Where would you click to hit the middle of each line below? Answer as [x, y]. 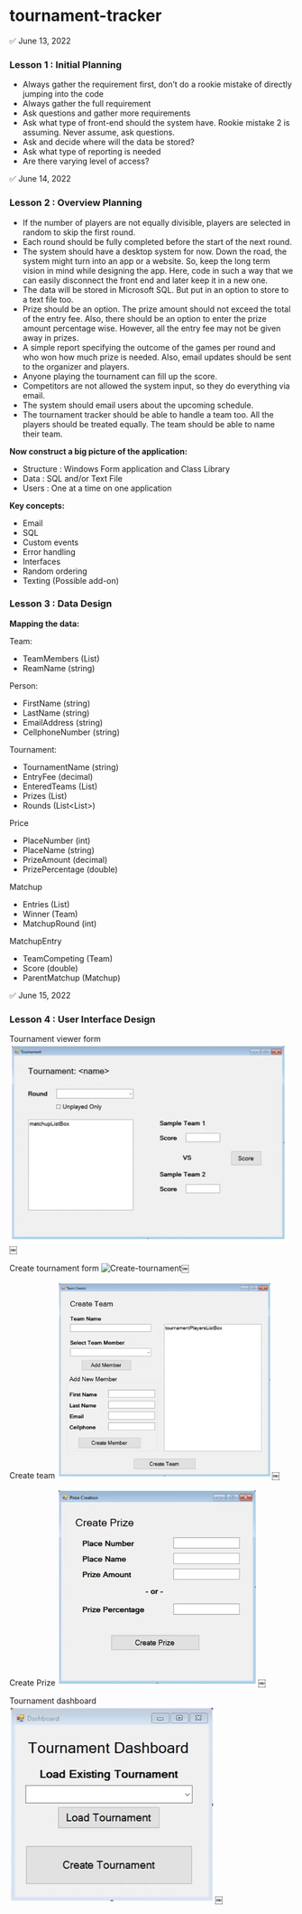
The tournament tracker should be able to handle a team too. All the [148, 414]
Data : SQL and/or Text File [73, 478]
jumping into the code [63, 94]
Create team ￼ [145, 1476]
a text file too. [48, 299]
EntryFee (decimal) [58, 776]
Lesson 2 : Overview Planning [76, 202]
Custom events [50, 542]
